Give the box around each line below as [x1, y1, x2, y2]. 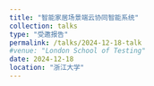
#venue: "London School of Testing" [9, 47, 146, 56]
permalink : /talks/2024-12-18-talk [9, 38, 142, 47]
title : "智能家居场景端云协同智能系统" [9, 13, 139, 22]
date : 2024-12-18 [9, 55, 74, 64]
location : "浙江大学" [9, 64, 85, 73]
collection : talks [9, 21, 78, 30]
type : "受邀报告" [9, 30, 69, 39]
